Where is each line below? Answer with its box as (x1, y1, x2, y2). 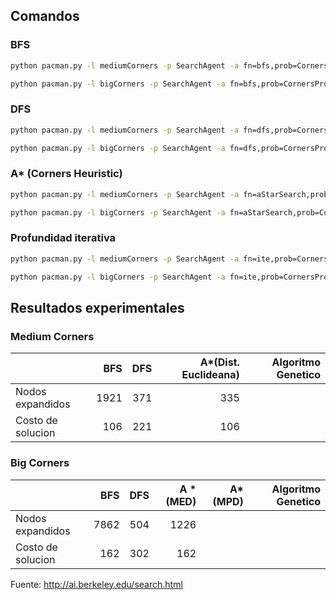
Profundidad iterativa (10, 231, 117, 245)
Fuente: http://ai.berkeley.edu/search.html (10, 578, 183, 590)
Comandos (10, 8, 80, 25)
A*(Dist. (199, 355, 240, 369)
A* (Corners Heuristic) (10, 167, 123, 181)
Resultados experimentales (10, 299, 185, 316)
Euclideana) (181, 368, 240, 382)
